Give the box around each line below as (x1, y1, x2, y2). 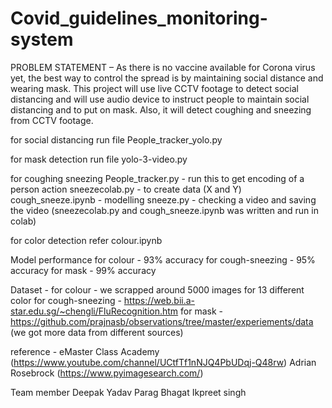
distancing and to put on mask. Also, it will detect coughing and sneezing (10, 103, 312, 116)
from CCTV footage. (10, 114, 94, 126)
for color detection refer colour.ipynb (10, 234, 163, 246)
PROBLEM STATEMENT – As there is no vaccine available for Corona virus (10, 61, 316, 73)
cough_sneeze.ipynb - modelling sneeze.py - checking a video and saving (10, 193, 317, 206)
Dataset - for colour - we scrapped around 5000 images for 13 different (10, 283, 305, 296)
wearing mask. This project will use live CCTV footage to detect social (10, 82, 299, 94)
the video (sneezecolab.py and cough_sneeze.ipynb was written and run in (10, 204, 319, 216)
